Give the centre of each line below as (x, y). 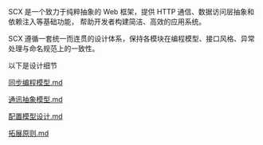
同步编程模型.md (35, 82)
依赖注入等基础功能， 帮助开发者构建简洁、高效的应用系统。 (107, 22)
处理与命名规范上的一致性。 (54, 49)
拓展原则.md (29, 133)
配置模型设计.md (35, 116)
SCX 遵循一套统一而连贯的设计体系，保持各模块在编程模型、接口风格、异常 (131, 39)
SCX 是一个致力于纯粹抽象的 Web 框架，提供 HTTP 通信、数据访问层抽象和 (131, 12)
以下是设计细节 (33, 65)
